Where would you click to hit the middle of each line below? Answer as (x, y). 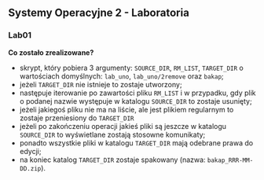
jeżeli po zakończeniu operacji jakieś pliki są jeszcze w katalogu (123, 126)
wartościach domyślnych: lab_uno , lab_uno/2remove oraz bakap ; (121, 76)
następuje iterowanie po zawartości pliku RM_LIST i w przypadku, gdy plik (138, 93)
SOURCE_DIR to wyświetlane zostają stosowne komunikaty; (112, 134)
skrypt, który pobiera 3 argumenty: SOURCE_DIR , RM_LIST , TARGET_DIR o (131, 68)
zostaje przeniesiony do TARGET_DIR (77, 118)
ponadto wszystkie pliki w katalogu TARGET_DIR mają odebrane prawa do (136, 143)
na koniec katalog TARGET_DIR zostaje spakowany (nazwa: (112, 160)
